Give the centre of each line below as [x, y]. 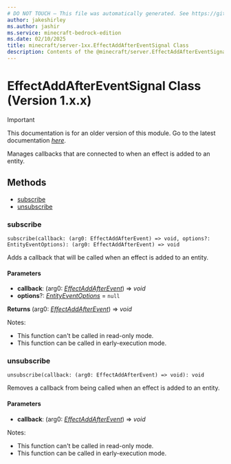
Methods [27, 183]
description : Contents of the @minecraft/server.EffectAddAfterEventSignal [118, 52]
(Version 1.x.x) [49, 101]
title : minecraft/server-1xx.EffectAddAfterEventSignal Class [98, 45]
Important [21, 119]
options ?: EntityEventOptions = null [68, 296]
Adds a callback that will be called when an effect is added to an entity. [108, 257]
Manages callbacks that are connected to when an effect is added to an [109, 154]
